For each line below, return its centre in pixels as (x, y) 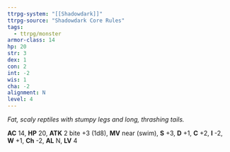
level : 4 (20, 100)
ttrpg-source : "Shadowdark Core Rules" (66, 21)
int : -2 (19, 73)
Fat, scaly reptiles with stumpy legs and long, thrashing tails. (96, 119)
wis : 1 (17, 80)
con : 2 (17, 66)
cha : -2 (19, 86)
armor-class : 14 (31, 40)
